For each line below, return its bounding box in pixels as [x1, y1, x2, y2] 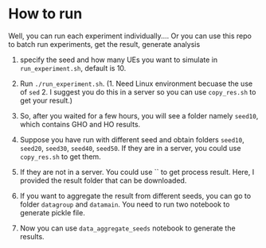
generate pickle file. [19, 207, 85, 217]
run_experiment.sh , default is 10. [19, 63, 127, 72]
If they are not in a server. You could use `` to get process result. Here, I [19, 167, 255, 176]
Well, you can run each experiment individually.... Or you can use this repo [8, 31, 252, 41]
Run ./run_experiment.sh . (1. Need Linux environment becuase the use [19, 79, 253, 88]
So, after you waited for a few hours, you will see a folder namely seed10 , [19, 110, 259, 120]
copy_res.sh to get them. [19, 152, 101, 161]
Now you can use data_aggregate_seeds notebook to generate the [19, 223, 237, 233]
